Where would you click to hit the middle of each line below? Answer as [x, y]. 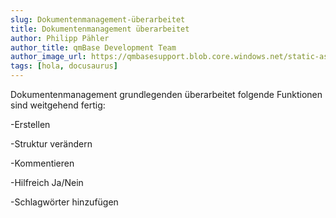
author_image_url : [48, 57]
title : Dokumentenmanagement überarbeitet [100, 29]
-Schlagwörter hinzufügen [64, 202]
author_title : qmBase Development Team [93, 47]
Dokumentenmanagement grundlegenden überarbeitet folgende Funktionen [166, 94]
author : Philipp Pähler [60, 38]
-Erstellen [30, 124]
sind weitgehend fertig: [58, 105]
